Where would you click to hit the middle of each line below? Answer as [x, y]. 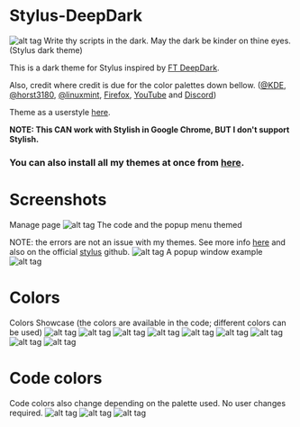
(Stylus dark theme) [46, 50]
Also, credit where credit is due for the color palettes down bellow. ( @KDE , [148, 85]
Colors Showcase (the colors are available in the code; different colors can [148, 323]
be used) [26, 332]
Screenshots [58, 200]
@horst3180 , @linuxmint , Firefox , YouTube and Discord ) [113, 95]
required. [26, 413]
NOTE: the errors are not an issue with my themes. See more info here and [148, 242]
